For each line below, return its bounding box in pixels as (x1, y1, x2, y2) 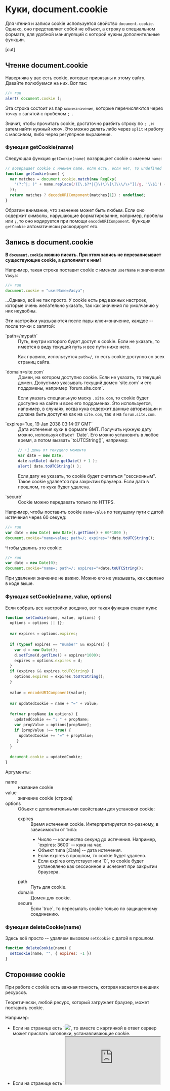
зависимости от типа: (30, 827, 77, 833)
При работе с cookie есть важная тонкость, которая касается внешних (5, 984, 159, 990)
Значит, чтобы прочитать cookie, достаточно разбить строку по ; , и (5, 120, 154, 127)
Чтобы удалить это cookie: (5, 545, 63, 551)
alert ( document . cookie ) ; (5, 96, 62, 101)
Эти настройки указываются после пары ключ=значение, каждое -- (5, 318, 153, 324)
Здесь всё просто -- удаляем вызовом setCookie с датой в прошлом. (5, 935, 155, 941)
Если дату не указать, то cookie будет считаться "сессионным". (18, 473, 156, 479)
